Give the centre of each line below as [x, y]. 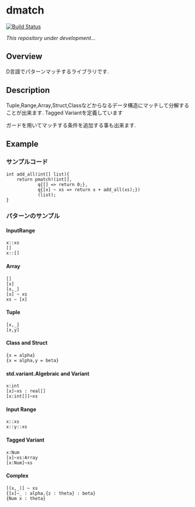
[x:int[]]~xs [22, 396]
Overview [24, 57]
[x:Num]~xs [19, 463]
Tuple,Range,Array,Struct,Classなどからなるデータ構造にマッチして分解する [98, 105]
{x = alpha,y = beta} [33, 360]
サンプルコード [27, 161]
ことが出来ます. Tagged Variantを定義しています [65, 112]
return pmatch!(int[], [44, 180]
